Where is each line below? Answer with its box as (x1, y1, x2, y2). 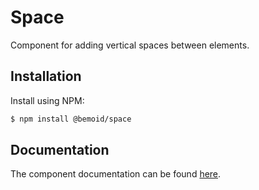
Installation (10, 68, 82, 85)
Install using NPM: (10, 94, 85, 106)
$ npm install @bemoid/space (10, 114, 132, 124)
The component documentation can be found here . (10, 168, 222, 180)
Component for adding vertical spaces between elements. (10, 39, 250, 51)
